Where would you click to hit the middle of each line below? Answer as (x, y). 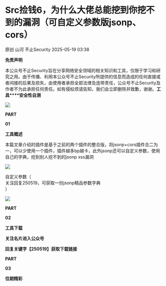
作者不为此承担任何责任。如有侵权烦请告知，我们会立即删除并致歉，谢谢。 (81, 89)
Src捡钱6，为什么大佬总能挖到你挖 (76, 10)
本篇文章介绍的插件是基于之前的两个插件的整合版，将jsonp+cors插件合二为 (82, 144)
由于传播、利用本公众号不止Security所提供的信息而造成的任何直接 (89, 77)
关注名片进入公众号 (25, 238)
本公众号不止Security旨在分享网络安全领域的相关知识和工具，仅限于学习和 (81, 70)
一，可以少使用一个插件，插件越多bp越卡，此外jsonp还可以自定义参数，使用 (83, 151)
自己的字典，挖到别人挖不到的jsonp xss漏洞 (49, 157)
